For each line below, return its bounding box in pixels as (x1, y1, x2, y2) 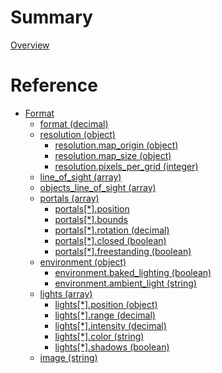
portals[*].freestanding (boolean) (54, 245, 192, 257)
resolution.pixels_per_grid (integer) (54, 160, 199, 172)
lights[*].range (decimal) (54, 309, 156, 321)
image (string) (39, 351, 98, 363)
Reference (10, 74, 98, 97)
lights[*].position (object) (54, 298, 158, 310)
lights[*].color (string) (54, 330, 145, 342)
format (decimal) (39, 117, 109, 130)
